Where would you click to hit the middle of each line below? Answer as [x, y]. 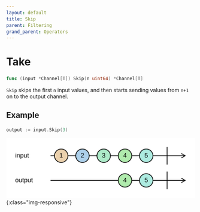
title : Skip [21, 19]
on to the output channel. [37, 96]
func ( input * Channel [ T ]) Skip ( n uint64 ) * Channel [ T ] [75, 79]
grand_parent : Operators [37, 32]
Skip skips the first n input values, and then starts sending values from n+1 [98, 90]
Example [23, 115]
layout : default [26, 13]
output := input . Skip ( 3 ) [37, 130]
